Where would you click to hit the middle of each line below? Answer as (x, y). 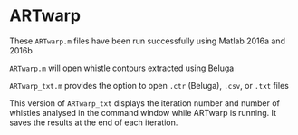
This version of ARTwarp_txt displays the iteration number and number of (145, 103)
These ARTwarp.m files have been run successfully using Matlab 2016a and (147, 41)
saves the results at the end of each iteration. (94, 122)
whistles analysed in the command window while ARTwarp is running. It (143, 112)
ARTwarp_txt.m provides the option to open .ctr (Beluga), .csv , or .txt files (149, 85)
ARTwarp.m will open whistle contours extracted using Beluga (122, 68)
